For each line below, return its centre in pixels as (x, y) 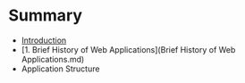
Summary (45, 16)
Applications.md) (53, 59)
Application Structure (60, 69)
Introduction (44, 40)
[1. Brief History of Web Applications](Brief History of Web (128, 49)
